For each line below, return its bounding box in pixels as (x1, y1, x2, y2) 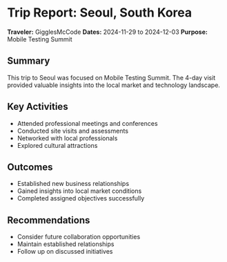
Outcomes (7, 161, 53, 173)
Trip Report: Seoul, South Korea (7, 5, 193, 21)
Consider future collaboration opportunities (17, 233, 141, 241)
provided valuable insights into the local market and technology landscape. (7, 81, 221, 89)
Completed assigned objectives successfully (17, 194, 145, 203)
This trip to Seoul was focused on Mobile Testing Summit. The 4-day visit (7, 73, 216, 82)
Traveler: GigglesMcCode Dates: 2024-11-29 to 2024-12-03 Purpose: (7, 28, 208, 36)
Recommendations (7, 214, 90, 226)
